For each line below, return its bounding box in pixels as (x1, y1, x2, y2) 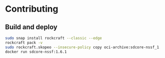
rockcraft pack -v (5, 40, 43, 45)
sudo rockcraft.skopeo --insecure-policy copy (5, 45, 102, 50)
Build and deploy (5, 23, 57, 31)
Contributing (5, 3, 58, 15)
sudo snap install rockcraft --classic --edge (5, 36, 102, 40)
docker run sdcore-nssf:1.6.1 (5, 49, 67, 54)
